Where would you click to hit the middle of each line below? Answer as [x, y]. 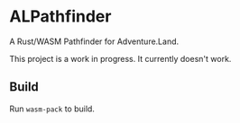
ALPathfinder [60, 17]
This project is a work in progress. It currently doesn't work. [120, 58]
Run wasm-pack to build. [52, 109]
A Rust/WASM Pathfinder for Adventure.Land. [94, 41]
